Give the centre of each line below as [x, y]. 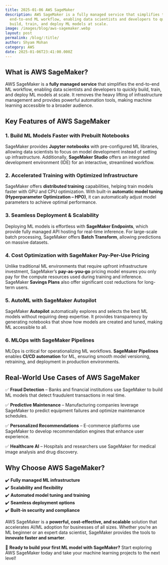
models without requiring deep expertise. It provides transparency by [76, 317]
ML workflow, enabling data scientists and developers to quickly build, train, [83, 89]
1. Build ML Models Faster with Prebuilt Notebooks [67, 135]
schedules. [16, 416]
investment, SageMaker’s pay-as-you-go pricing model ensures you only [81, 271]
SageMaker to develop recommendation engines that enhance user [74, 431]
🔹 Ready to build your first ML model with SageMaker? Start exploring [78, 547]
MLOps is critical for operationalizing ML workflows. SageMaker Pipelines [82, 351]
